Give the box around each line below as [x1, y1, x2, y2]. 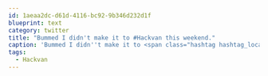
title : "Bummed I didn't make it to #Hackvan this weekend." [8, 33, 216, 42]
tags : [8, 48, 26, 56]
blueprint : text [8, 19, 62, 27]
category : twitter [8, 26, 69, 34]
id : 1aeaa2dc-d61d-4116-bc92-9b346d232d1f [8, 11, 152, 20]
